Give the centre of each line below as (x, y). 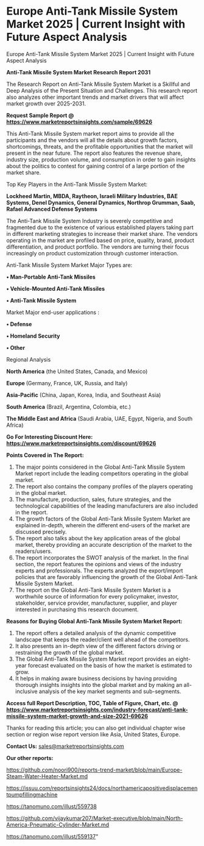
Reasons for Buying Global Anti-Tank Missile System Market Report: (94, 621)
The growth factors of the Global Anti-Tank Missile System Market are (103, 519)
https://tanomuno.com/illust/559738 (52, 806)
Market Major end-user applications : (53, 312)
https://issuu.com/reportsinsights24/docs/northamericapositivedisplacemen (102, 788)
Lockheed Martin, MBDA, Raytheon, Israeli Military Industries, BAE (92, 196)
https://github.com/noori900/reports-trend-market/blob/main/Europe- (94, 770)
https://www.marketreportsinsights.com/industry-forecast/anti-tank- (97, 709)
